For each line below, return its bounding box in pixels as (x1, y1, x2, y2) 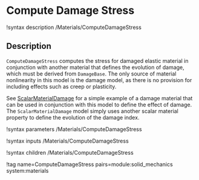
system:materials (6, 167, 49, 174)
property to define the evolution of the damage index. (6, 114, 140, 121)
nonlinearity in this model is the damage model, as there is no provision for (6, 76, 192, 83)
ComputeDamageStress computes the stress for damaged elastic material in (6, 57, 189, 64)
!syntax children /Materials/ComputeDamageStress (6, 149, 134, 156)
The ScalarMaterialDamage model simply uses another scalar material (6, 107, 178, 115)
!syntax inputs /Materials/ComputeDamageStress (6, 137, 129, 144)
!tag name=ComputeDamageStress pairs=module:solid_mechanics (6, 161, 174, 168)
